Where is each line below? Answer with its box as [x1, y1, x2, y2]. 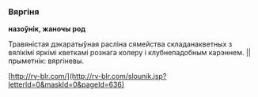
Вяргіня [8, 6, 40, 17]
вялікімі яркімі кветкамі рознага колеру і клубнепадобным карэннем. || [8, 48, 251, 58]
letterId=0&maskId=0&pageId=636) [8, 80, 125, 89]
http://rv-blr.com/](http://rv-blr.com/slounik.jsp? [10, 72, 167, 81]
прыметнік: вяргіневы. [8, 56, 85, 65]
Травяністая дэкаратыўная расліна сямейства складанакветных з [8, 39, 233, 49]
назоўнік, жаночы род [8, 24, 86, 34]
